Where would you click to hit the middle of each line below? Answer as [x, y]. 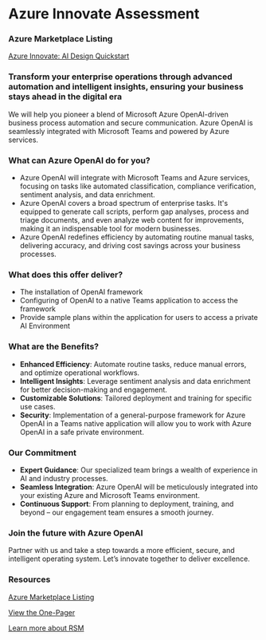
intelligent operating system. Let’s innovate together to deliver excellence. [129, 559]
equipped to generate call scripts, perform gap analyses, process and [134, 211]
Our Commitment [43, 452]
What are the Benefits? [54, 346]
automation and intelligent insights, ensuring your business [126, 87]
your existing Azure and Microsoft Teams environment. [110, 495]
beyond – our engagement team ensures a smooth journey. [117, 512]
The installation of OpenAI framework [81, 292]
